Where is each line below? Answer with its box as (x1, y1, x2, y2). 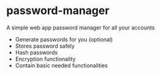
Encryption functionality (15, 55, 76, 62)
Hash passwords (15, 48, 58, 56)
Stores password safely (15, 42, 75, 50)
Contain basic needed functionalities (15, 62, 108, 69)
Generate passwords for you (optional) (15, 35, 113, 43)
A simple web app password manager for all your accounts (6, 24, 155, 31)
